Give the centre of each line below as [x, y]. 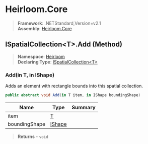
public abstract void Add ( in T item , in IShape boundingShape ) [73, 95]
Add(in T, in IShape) [30, 75]
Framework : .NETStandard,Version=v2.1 [59, 23]
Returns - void [33, 136]
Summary [84, 107]
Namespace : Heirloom [41, 56]
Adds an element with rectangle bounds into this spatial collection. [74, 86]
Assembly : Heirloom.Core [45, 28]
